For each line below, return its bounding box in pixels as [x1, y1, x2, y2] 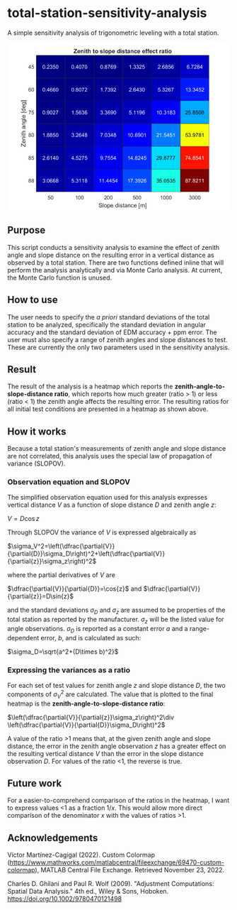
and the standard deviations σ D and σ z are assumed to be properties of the [7, 605, 226, 616]
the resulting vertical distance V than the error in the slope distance [7, 749, 204, 757]
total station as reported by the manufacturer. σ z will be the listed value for [7, 615, 224, 625]
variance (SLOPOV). [7, 459, 66, 468]
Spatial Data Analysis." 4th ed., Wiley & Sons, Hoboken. [7, 887, 169, 896]
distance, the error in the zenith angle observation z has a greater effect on [7, 742, 226, 750]
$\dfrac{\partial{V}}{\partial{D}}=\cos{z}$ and [7, 584, 142, 593]
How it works [7, 425, 67, 437]
